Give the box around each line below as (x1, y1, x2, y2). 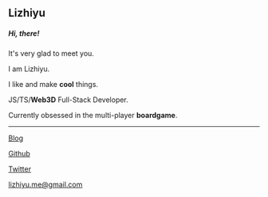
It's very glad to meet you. (8, 49, 94, 58)
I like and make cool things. (8, 80, 98, 89)
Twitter (8, 164, 32, 174)
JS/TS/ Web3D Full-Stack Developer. (8, 95, 129, 104)
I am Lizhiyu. (8, 64, 50, 74)
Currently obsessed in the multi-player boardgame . (8, 111, 178, 120)
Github (8, 149, 30, 159)
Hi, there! (8, 28, 40, 38)
